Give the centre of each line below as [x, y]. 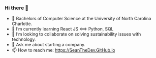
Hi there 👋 [17, 8]
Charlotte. [22, 24]
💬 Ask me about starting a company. [48, 45]
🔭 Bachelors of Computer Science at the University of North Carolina [81, 19]
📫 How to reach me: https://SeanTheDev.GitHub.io [63, 50]
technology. [24, 39]
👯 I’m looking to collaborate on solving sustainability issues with [76, 34]
